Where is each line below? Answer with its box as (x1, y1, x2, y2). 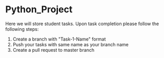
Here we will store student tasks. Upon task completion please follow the (5, 21, 159, 27)
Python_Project (5, 4, 73, 15)
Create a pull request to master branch (12, 47, 95, 53)
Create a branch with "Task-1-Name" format (12, 36, 106, 42)
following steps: (5, 26, 39, 32)
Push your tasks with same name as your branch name (12, 41, 129, 47)
